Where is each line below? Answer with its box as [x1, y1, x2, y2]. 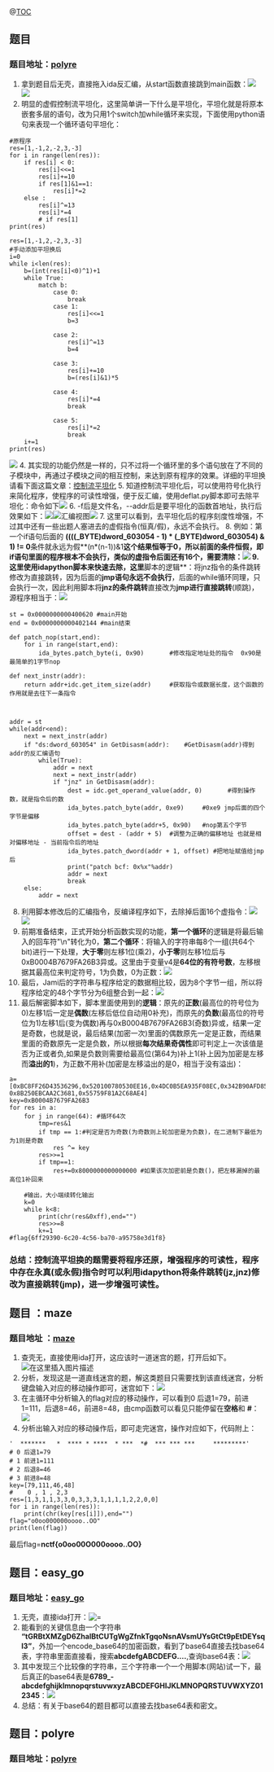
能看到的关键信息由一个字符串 [20, 1622, 121, 1632]
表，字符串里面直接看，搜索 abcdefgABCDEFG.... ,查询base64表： [20, 1651, 243, 1660]
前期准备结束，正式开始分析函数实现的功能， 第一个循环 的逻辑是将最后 [20, 926, 257, 936]
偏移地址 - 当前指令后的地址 [15, 838, 100, 846]
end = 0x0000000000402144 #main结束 [9, 619, 131, 627]
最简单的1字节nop [9, 657, 60, 666]
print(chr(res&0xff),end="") [38, 1213, 137, 1221]
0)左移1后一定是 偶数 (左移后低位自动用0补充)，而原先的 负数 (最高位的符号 [20, 1007, 265, 1017]
